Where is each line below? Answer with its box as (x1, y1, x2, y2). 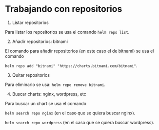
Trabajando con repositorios (5, 3, 122, 15)
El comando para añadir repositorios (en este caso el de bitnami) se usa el (5, 48, 154, 54)
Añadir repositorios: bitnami (12, 38, 68, 44)
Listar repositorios (12, 20, 49, 25)
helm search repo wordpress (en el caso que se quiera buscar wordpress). (5, 119, 155, 125)
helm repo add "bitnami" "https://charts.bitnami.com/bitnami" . (5, 63, 138, 68)
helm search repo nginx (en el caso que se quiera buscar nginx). (5, 110, 136, 116)
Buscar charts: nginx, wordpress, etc (12, 91, 86, 97)
